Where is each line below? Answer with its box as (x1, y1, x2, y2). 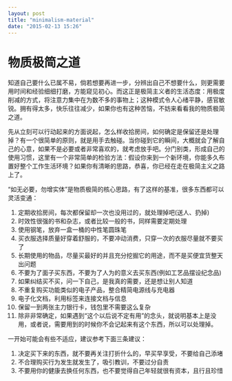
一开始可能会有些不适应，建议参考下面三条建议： (8, 335, 147, 343)
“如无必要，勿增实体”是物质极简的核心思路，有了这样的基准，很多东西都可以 (8, 185, 224, 193)
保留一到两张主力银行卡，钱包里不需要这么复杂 (17, 303, 151, 312)
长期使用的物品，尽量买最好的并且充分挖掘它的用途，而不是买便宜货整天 (17, 252, 223, 260)
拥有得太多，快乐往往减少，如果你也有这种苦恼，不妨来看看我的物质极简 (19, 105, 225, 113)
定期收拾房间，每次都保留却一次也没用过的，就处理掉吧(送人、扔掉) (17, 208, 210, 217)
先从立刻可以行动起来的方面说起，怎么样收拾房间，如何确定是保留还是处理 (8, 128, 219, 136)
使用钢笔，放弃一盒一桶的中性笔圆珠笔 (17, 226, 127, 234)
